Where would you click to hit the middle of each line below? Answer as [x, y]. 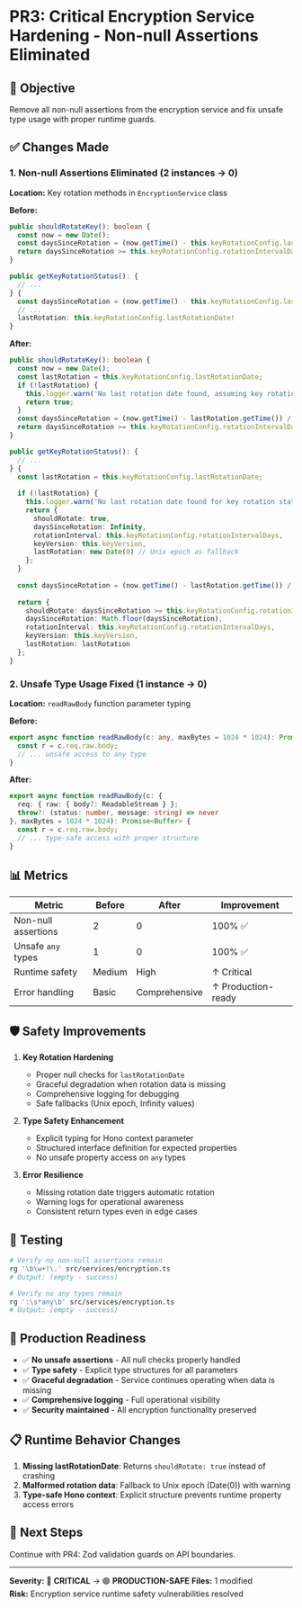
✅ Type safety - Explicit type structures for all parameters [130, 1370]
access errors [48, 1504]
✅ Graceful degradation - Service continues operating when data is [149, 1380]
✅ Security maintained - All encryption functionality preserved [139, 1410]
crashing [39, 1475]
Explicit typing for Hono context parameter [115, 1138]
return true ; [50, 402]
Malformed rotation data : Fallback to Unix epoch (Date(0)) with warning [156, 1485]
